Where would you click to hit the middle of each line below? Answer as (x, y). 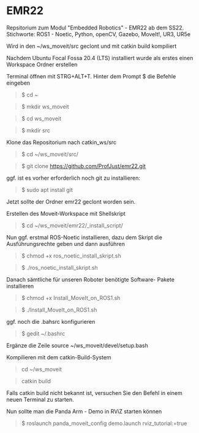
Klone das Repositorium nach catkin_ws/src (62, 142)
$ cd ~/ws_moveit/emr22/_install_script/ (72, 225)
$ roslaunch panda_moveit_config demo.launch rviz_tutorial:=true (104, 423)
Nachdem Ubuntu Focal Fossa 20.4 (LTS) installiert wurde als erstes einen (100, 58)
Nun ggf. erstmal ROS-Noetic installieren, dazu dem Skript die (84, 237)
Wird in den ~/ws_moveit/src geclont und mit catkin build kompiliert (92, 46)
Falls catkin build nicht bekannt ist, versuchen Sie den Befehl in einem (94, 393)
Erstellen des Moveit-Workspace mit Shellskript (66, 213)
